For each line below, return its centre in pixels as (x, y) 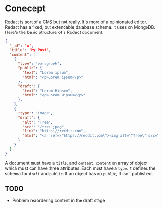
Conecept (25, 8)
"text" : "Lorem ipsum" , (46, 73)
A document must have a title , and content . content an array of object (76, 163)
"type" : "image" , (35, 113)
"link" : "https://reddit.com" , (54, 131)
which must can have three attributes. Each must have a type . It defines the (80, 168)
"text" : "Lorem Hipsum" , (48, 91)
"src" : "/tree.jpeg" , (44, 127)
